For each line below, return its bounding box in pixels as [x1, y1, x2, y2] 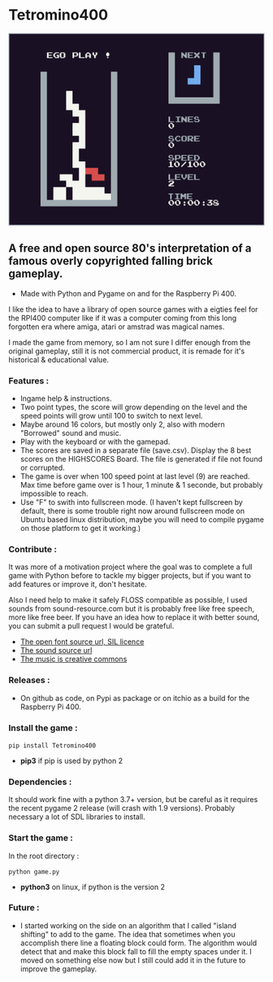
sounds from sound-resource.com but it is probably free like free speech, [8, 604, 254, 614]
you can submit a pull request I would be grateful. [8, 621, 175, 631]
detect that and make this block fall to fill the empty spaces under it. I [19, 946, 252, 956]
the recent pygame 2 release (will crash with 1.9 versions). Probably [8, 804, 236, 813]
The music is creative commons [19, 654, 128, 664]
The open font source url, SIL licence [19, 637, 145, 647]
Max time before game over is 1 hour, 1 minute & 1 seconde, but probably [19, 480, 263, 490]
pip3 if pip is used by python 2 [19, 756, 123, 765]
